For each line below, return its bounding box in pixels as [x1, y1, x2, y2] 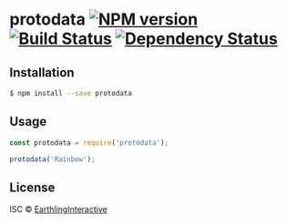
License [9, 179, 56, 195]
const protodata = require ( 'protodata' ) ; [9, 137, 169, 148]
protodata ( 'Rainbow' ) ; [9, 155, 96, 164]
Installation [9, 65, 75, 80]
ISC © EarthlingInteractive [9, 204, 108, 215]
